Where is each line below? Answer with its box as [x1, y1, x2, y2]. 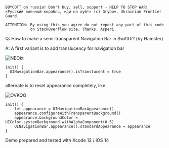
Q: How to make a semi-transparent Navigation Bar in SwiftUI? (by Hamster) [5, 36, 163, 41]
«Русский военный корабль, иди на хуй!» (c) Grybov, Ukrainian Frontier [5, 9, 162, 14]
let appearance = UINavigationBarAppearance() [14, 106, 114, 111]
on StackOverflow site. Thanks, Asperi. [30, 27, 116, 32]
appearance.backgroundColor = [14, 115, 78, 120]
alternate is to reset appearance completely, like [5, 83, 106, 88]
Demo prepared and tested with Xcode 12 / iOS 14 [5, 137, 109, 143]
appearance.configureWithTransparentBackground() [14, 111, 121, 116]
